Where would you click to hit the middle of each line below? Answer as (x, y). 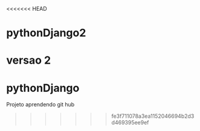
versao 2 (29, 60)
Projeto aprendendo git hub (40, 105)
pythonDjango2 (46, 33)
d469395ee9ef (130, 123)
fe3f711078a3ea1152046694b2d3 (153, 116)
